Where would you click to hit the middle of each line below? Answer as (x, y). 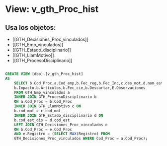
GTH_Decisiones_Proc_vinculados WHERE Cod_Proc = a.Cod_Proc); (81, 139)
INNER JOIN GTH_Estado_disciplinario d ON (59, 115)
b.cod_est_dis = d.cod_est (42, 120)
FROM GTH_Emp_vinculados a (42, 92)
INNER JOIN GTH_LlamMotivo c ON (47, 106)
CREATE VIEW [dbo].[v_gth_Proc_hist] (44, 74)
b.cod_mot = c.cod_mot (38, 111)
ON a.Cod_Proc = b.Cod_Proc (43, 102)
